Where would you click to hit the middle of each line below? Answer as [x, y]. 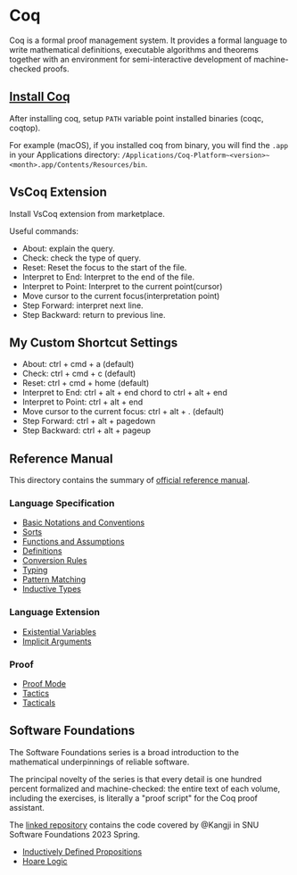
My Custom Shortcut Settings [94, 342]
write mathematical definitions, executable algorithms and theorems [134, 49]
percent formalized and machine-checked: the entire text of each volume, [145, 788]
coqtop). [25, 128]
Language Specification [62, 504]
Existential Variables [59, 631]
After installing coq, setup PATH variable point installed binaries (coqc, [137, 118]
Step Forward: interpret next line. [83, 305]
